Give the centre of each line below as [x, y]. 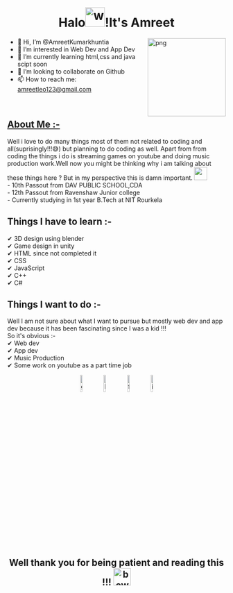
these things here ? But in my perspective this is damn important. [100, 178]
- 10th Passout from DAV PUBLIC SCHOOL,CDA [75, 185]
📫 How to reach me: [47, 79]
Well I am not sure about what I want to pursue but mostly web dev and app [115, 321]
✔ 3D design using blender [46, 238]
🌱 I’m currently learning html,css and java [76, 56]
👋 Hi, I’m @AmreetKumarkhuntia [63, 42]
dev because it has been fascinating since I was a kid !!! [87, 328]
